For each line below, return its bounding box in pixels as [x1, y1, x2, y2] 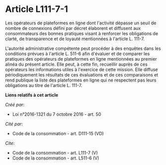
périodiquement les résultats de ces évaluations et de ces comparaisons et [5, 72, 159, 78]
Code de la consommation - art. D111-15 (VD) [12, 130, 104, 136]
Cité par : [5, 121, 23, 127]
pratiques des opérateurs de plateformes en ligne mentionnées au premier [5, 56, 157, 62]
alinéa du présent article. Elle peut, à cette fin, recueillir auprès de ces [5, 61, 148, 67]
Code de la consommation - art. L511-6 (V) [12, 155, 100, 161]
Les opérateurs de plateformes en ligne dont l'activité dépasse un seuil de [5, 20, 157, 26]
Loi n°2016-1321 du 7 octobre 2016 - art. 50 [12, 111, 102, 117]
